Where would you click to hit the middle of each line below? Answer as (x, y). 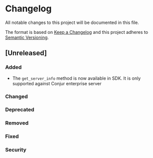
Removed (17, 123)
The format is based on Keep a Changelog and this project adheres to (77, 32)
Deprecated (20, 110)
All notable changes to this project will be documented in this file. (72, 22)
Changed (17, 96)
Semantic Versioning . (27, 37)
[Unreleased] (26, 53)
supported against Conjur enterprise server (57, 83)
